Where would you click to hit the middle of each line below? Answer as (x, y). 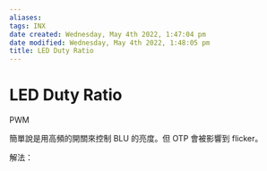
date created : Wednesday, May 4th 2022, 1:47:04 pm (108, 34)
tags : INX (28, 26)
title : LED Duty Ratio (52, 51)
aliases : (26, 17)
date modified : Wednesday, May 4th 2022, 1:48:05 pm (110, 43)
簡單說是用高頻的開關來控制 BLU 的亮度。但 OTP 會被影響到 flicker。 (136, 139)
